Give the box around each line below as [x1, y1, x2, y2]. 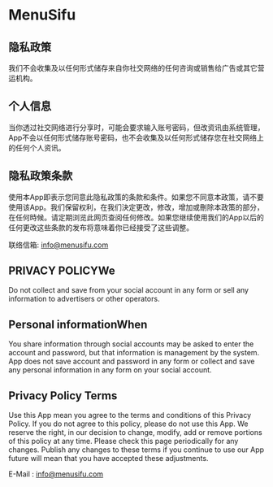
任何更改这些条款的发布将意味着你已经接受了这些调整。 [8, 222, 193, 233]
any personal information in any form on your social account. [8, 365, 213, 375]
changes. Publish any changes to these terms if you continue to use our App [8, 445, 265, 454]
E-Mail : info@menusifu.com [8, 469, 104, 479]
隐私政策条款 [8, 169, 73, 183]
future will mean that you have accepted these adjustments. [8, 454, 209, 463]
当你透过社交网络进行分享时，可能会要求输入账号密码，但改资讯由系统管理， [8, 122, 265, 132]
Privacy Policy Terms [8, 389, 118, 402]
